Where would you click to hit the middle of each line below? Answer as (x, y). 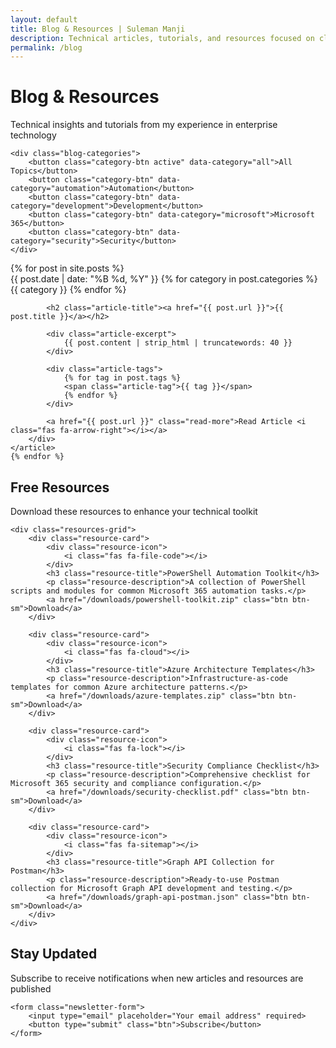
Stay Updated (54, 954)
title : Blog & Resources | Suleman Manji (98, 29)
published (31, 988)
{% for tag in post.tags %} (122, 378)
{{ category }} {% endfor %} (68, 290)
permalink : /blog (46, 47)
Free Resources (60, 487)
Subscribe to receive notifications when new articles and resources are (157, 978)
